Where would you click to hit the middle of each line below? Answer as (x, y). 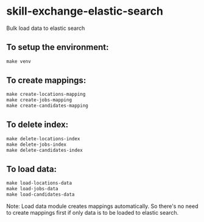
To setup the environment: (58, 47)
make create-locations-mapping (46, 95)
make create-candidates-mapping (47, 106)
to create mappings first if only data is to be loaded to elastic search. (93, 212)
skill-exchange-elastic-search (85, 11)
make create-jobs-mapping (39, 100)
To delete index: (37, 125)
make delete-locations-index (43, 138)
